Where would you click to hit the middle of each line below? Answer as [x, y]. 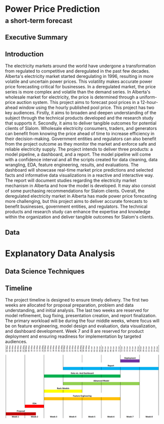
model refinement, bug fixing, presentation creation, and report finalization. [81, 315]
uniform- [148, 97]
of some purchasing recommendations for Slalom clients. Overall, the [75, 191]
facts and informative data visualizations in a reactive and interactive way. [80, 175]
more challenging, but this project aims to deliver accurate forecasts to [76, 201]
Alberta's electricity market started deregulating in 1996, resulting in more [79, 76]
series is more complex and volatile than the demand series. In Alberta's [78, 92]
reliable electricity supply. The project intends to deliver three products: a [79, 149]
